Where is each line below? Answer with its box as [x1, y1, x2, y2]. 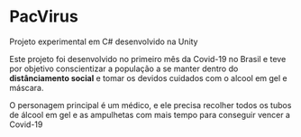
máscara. [9, 82, 44, 93]
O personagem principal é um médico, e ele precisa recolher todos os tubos [9, 99, 292, 110]
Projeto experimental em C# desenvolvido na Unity [9, 36, 198, 47]
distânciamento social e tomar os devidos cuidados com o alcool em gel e [9, 72, 287, 83]
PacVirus [9, 6, 78, 27]
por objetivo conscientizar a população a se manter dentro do [9, 63, 239, 74]
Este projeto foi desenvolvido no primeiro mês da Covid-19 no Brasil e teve [9, 53, 287, 64]
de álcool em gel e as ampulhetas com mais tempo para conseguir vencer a [9, 109, 291, 120]
